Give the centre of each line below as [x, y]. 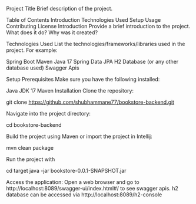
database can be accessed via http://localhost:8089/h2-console [84, 195]
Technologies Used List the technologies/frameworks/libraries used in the [96, 44]
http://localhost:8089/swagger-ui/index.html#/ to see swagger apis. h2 [92, 188]
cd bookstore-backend [34, 125]
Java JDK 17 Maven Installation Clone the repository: [70, 91]
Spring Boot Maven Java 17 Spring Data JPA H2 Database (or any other [92, 62]
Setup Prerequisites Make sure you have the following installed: [83, 79]
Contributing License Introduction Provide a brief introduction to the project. [98, 26]
